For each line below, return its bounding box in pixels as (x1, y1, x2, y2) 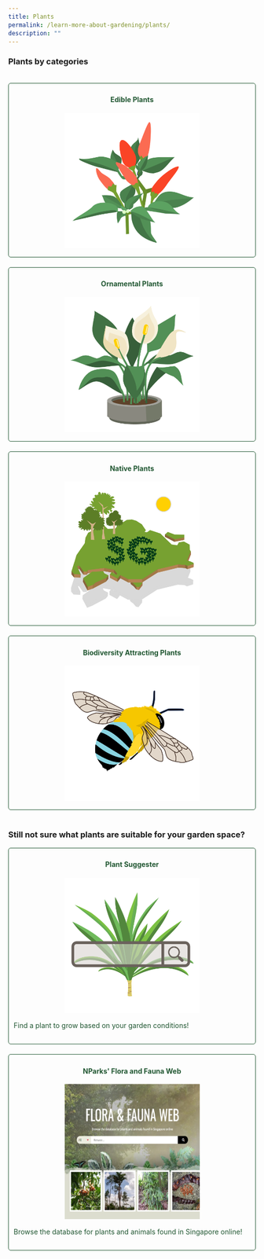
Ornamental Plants (101, 279, 163, 288)
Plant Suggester (104, 860, 159, 869)
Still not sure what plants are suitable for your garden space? (8, 829, 245, 840)
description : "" (8, 29, 61, 37)
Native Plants (109, 464, 155, 473)
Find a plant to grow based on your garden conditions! (13, 1020, 189, 1030)
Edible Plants (110, 95, 154, 105)
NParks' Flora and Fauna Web (82, 1066, 182, 1076)
